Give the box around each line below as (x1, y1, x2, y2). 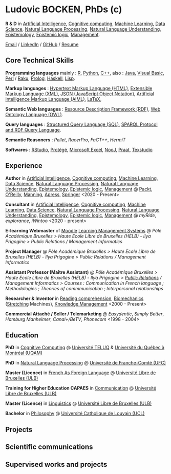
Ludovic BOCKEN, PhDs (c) (5, 4, 122, 15)
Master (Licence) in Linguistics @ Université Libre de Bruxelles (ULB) (5, 400, 152, 406)
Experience (5, 161, 42, 170)
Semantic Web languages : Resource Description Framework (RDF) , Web (5, 106, 161, 112)
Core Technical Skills (5, 56, 74, 65)
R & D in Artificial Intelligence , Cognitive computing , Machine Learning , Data (5, 20, 165, 27)
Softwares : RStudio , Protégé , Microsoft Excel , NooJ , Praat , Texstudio (5, 146, 153, 153)
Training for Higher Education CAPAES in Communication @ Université (5, 385, 157, 391)
